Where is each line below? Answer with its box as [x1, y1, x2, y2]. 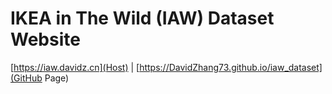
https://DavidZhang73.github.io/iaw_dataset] [139, 61, 323, 73]
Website [10, 28, 81, 51]
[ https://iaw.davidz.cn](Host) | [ [10, 61, 140, 73]
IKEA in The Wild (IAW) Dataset [10, 7, 275, 30]
